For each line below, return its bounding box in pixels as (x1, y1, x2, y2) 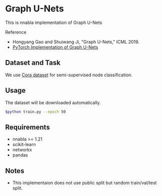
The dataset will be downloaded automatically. (5, 99, 101, 105)
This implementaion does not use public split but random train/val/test (12, 180, 157, 186)
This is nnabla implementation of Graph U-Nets (5, 19, 102, 25)
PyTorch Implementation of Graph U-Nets (12, 44, 98, 50)
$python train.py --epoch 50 (5, 109, 66, 114)
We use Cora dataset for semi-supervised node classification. (5, 72, 132, 78)
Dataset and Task (5, 58, 61, 67)
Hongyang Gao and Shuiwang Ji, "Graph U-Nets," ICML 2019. (12, 38, 140, 45)
